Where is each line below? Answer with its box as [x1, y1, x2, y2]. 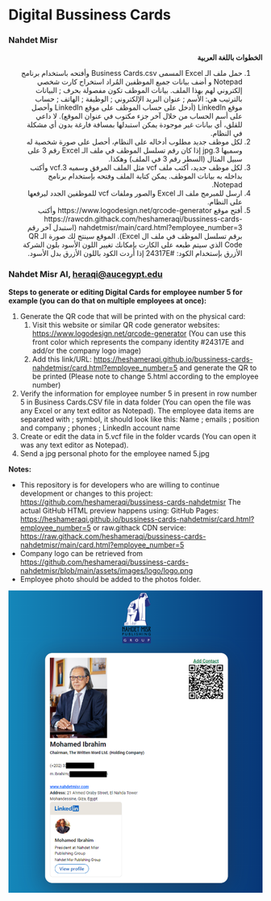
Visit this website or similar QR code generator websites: [31, 320, 220, 329]
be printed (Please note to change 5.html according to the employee [31, 371, 259, 381]
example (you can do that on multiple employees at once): [8, 295, 207, 305]
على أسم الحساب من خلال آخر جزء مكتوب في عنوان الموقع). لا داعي [35, 111, 243, 121]
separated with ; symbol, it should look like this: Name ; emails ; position [19, 414, 260, 424]
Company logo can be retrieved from [19, 548, 144, 558]
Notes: [8, 464, 32, 474]
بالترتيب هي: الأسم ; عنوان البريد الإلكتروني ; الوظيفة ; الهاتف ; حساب [35, 94, 243, 104]
